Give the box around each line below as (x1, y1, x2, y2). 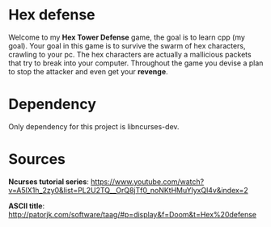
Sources (8, 150, 66, 169)
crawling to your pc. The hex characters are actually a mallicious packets (8, 49, 252, 59)
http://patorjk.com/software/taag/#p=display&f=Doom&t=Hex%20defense (8, 209, 257, 219)
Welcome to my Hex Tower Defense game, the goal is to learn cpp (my (8, 32, 245, 42)
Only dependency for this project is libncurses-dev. (8, 121, 180, 131)
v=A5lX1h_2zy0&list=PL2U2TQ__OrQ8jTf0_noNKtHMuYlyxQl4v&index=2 (8, 185, 248, 195)
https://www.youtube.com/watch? (90, 176, 205, 187)
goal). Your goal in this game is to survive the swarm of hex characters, (8, 40, 246, 50)
